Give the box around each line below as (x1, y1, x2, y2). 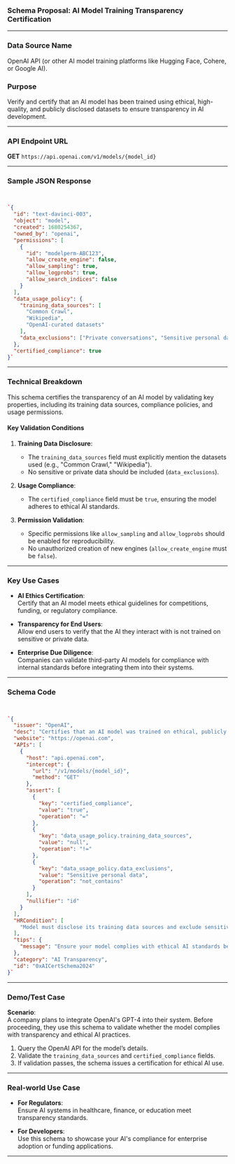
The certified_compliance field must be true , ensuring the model (27, 495, 217, 503)
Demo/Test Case (7, 992, 65, 1002)
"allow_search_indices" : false (25, 276, 117, 283)
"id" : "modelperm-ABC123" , (25, 250, 105, 257)
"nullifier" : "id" (25, 897, 80, 904)
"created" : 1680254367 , (13, 224, 83, 231)
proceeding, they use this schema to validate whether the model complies (7, 1023, 220, 1031)
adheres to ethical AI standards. (27, 502, 120, 511)
